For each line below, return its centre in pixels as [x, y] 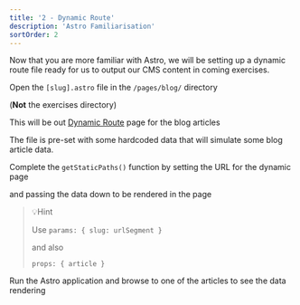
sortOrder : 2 [34, 34]
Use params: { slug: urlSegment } [97, 230]
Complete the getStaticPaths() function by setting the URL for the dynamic [150, 167]
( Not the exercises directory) [63, 105]
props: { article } [68, 264]
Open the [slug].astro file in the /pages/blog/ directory [114, 88]
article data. [32, 149]
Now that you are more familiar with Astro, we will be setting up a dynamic [148, 61]
